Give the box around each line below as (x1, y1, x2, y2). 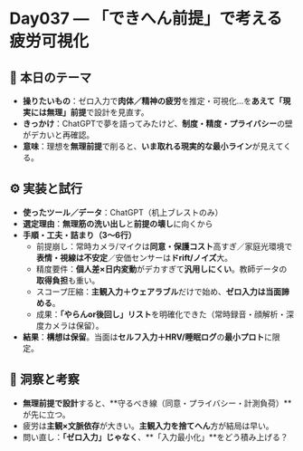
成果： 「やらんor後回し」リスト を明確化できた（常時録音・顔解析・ (35, 309, 287, 320)
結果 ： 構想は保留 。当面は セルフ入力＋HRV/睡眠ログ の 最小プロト (22, 331, 265, 342)
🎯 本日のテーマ (9, 70, 92, 85)
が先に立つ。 (22, 408, 71, 419)
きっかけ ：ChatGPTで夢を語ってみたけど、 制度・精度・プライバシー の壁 (22, 119, 293, 129)
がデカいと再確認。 (22, 130, 95, 140)
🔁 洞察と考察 (9, 372, 80, 388)
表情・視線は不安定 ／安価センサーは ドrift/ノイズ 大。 (35, 252, 233, 263)
